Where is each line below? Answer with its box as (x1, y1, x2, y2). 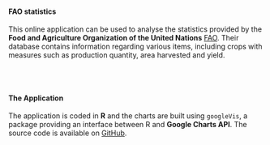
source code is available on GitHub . (8, 128, 127, 138)
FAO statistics (8, 6, 57, 16)
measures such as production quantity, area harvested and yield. (8, 50, 225, 60)
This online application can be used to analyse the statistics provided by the (8, 24, 262, 34)
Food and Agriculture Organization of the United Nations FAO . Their (8, 33, 239, 43)
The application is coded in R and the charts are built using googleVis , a (8, 111, 248, 121)
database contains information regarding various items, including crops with (8, 41, 263, 52)
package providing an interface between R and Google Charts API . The (8, 120, 247, 130)
